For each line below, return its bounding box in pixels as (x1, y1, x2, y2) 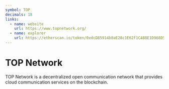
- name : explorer (10, 31, 46, 36)
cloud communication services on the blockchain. (5, 79, 108, 85)
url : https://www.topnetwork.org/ (14, 26, 87, 31)
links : (5, 17, 19, 22)
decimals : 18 (5, 12, 33, 17)
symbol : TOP (5, 7, 30, 13)
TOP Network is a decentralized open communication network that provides (5, 73, 162, 79)
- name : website (10, 21, 44, 27)
